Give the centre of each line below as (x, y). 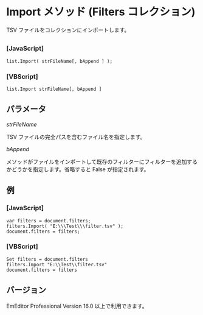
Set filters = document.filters (47, 259)
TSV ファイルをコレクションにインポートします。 (68, 30)
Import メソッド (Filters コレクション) (101, 12)
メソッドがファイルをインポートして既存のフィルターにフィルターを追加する (102, 161)
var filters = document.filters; (49, 221)
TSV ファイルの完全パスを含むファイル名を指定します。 (76, 136)
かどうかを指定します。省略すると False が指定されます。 (78, 169)
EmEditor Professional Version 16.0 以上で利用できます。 (77, 306)
